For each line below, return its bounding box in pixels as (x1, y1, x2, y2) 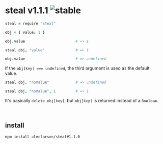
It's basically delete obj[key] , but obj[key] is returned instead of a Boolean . (5, 98, 159, 104)
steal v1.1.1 (5, 5, 48, 16)
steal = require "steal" (5, 21, 56, 26)
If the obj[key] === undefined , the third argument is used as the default (5, 65, 150, 71)
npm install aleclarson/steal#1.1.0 (5, 134, 80, 139)
